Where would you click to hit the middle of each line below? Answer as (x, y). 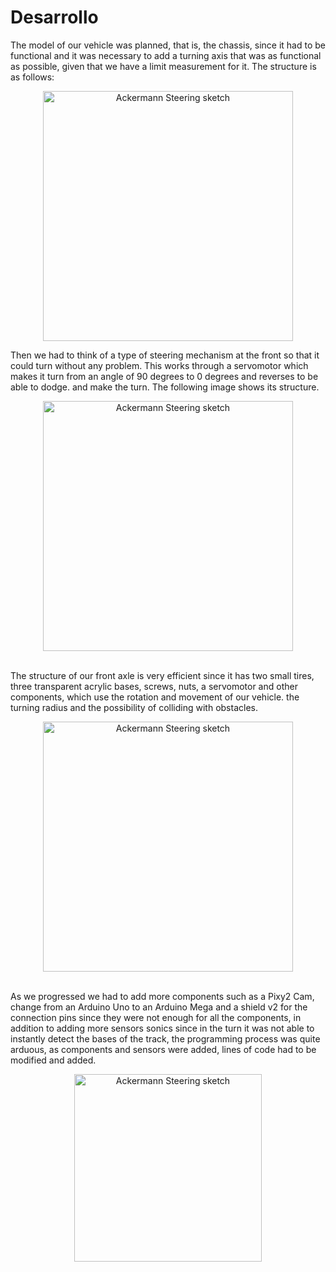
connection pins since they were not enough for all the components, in (156, 1017)
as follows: (32, 77)
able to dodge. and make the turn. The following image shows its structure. (165, 387)
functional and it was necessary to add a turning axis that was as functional (166, 55)
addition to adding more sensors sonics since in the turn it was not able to (162, 1028)
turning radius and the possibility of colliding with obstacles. (134, 707)
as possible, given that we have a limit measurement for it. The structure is (163, 66)
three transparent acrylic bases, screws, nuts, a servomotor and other (154, 686)
